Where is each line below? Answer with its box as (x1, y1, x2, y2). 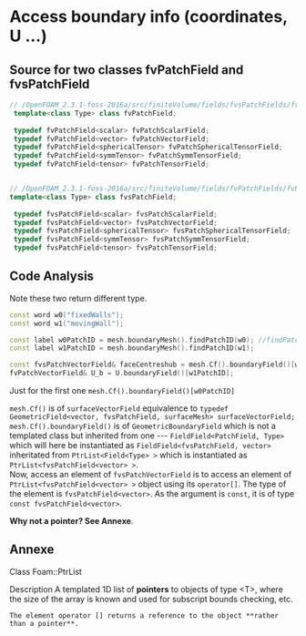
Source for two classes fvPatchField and (9, 62, 244, 77)
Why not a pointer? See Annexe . (9, 516, 134, 527)
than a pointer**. (9, 619, 79, 628)
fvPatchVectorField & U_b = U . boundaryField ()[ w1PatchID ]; (9, 369, 234, 378)
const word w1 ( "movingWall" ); (9, 319, 125, 328)
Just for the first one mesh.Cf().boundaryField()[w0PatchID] (9, 385, 235, 396)
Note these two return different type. (9, 292, 148, 303)
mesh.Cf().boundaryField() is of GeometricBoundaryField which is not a (9, 421, 276, 432)
